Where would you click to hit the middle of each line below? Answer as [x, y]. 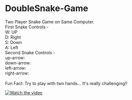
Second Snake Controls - [30, 52]
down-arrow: [18, 63]
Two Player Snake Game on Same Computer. [50, 22]
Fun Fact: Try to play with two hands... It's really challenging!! [66, 83]
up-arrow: [15, 57]
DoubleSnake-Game [47, 8]
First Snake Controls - [27, 27]
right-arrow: [17, 73]
